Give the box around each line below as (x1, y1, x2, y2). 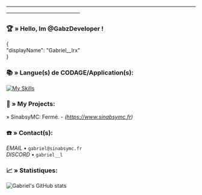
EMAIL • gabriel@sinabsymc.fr (6, 144, 82, 152)
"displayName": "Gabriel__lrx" (6, 47, 81, 54)
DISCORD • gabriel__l (6, 151, 63, 158)
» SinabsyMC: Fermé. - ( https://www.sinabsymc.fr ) (6, 113, 133, 120)
